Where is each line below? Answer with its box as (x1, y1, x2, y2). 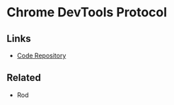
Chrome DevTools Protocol (6, 4, 168, 21)
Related (6, 72, 42, 84)
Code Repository (16, 51, 66, 60)
